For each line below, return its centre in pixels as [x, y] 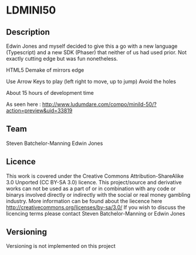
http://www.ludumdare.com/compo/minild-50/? [99, 104]
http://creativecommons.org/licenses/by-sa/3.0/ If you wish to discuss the [96, 207]
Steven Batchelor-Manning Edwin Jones [55, 143]
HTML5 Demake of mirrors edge [45, 70]
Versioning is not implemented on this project [61, 246]
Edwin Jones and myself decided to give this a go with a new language [92, 46]
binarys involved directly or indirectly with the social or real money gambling [98, 194]
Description [28, 32]
